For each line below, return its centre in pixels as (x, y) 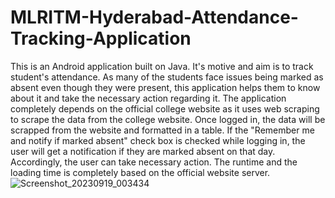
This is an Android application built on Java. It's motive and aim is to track (162, 66)
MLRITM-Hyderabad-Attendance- (154, 17)
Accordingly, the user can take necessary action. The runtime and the (154, 162)
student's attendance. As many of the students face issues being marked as (167, 77)
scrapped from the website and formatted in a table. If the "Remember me (162, 130)
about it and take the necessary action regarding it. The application (148, 98)
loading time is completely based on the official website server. (140, 172)
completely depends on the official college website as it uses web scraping (165, 108)
